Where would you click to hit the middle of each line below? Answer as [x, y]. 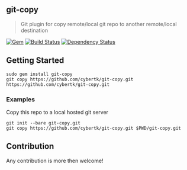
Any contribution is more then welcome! [55, 161]
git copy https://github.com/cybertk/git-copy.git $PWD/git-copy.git [94, 128]
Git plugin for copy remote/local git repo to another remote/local [99, 24]
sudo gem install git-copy [39, 74]
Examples [21, 99]
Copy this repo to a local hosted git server [57, 112]
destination [34, 30]
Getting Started [35, 61]
